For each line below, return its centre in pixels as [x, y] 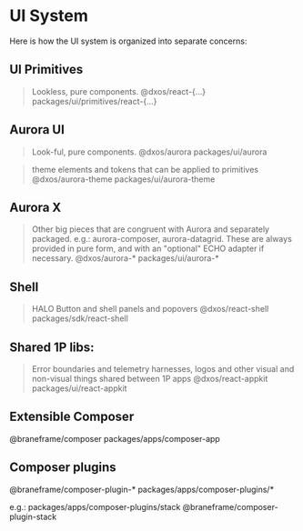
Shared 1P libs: [52, 347]
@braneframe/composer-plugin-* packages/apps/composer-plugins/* [142, 489]
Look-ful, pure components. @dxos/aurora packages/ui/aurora [149, 152]
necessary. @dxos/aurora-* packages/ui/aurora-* [126, 258]
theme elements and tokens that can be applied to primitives [145, 169]
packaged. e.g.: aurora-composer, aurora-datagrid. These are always [162, 239]
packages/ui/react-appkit [79, 388]
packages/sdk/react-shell [80, 318]
